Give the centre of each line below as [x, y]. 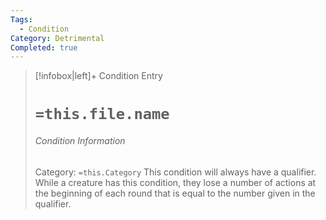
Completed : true [44, 47]
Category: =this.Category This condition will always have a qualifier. [175, 172]
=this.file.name [102, 114]
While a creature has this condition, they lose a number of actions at [175, 182]
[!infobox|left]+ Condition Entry [98, 76]
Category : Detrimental [57, 38]
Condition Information [80, 141]
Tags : [21, 19]
